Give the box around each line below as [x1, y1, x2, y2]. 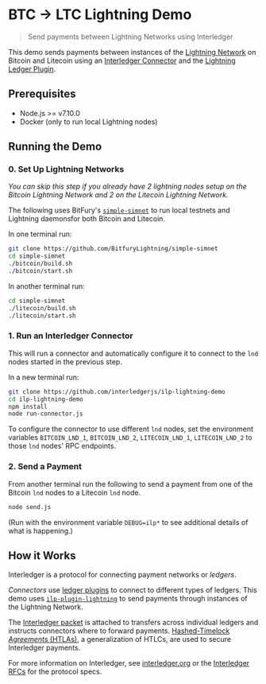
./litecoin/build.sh [8, 304, 77, 312]
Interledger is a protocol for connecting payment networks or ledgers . [8, 570, 237, 580]
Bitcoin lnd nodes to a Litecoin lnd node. [8, 488, 141, 497]
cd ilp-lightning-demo [8, 395, 83, 403]
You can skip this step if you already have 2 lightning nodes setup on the [8, 181, 248, 192]
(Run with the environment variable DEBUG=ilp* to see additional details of [8, 517, 249, 527]
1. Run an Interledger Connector [8, 330, 133, 341]
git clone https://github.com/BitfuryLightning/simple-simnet [8, 245, 218, 253]
